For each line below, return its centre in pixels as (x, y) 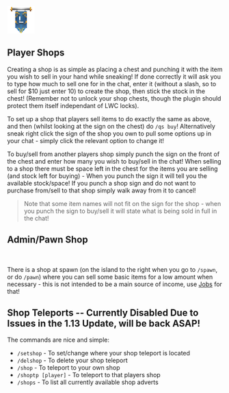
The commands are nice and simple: (58, 340)
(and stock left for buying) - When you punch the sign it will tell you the (107, 176)
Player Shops (36, 53)
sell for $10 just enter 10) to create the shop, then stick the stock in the (106, 91)
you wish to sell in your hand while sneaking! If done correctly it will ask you (114, 76)
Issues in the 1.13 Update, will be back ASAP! (104, 324)
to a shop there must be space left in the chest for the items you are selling (112, 168)
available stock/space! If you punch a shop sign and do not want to (102, 183)
